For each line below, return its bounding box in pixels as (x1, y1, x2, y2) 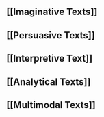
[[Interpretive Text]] (6, 53, 93, 64)
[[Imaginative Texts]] (6, 6, 98, 18)
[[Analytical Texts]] (6, 76, 91, 88)
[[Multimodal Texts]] (6, 99, 96, 111)
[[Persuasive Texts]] (6, 29, 95, 41)
